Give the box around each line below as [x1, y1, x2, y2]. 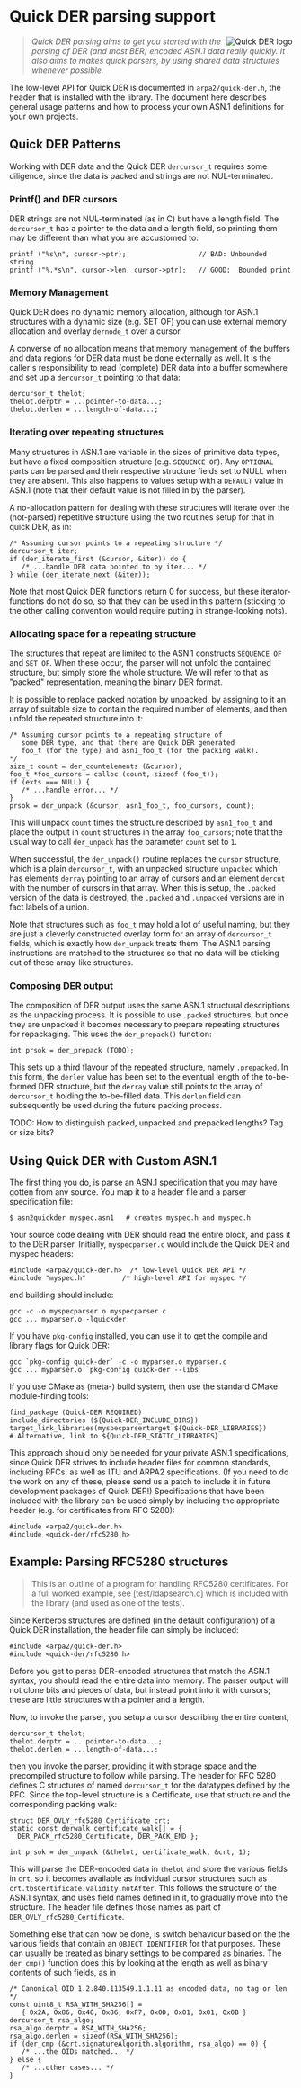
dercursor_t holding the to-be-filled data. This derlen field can [9, 1090, 241, 1101]
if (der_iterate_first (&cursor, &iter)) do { [9, 554, 187, 563]
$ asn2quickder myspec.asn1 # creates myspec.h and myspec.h [9, 1214, 252, 1223]
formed [9, 1081, 37, 1092]
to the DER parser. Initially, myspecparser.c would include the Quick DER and [9, 1239, 290, 1250]
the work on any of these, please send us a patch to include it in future [9, 1476, 271, 1487]
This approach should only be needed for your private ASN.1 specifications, [9, 1447, 289, 1458]
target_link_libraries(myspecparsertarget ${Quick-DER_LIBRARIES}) [9, 1424, 268, 1433]
